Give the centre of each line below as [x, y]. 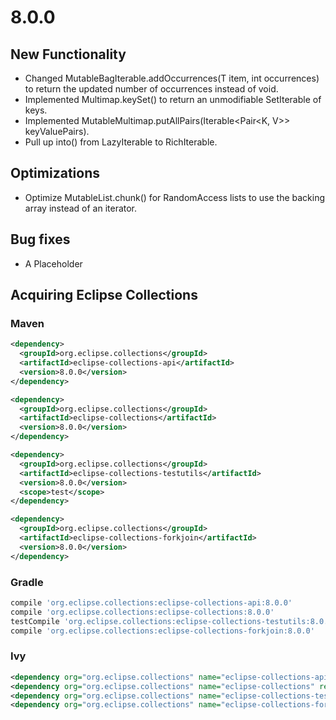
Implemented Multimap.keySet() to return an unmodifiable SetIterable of [173, 99]
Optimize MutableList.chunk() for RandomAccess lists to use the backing [175, 197]
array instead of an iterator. [81, 208]
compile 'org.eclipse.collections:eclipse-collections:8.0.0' [142, 612]
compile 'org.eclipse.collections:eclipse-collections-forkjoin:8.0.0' [162, 631]
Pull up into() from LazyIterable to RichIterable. [121, 142]
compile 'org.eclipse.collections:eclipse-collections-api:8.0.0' [151, 602]
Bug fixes [40, 239]
